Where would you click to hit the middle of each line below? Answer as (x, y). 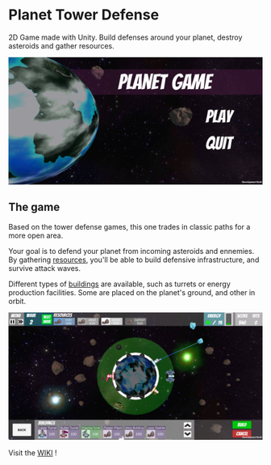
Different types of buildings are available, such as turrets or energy (120, 284)
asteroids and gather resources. (61, 45)
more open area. (36, 235)
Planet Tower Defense (84, 15)
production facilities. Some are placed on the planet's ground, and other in (132, 292)
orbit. (17, 301)
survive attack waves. (44, 268)
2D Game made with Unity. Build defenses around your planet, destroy (125, 37)
